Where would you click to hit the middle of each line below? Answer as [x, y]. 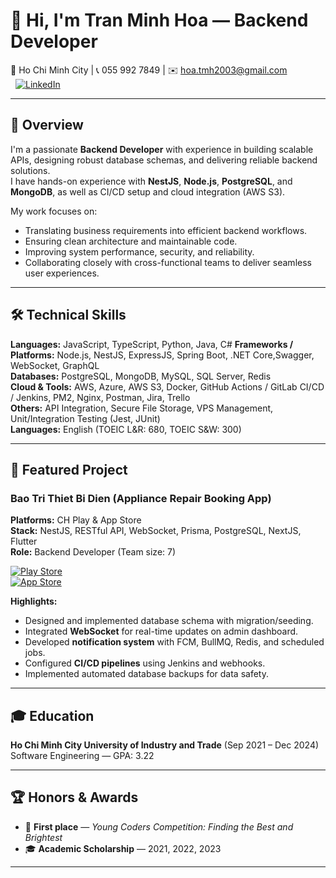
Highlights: [34, 601]
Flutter [24, 541]
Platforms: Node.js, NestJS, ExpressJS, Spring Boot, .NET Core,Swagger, [162, 355]
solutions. [30, 170]
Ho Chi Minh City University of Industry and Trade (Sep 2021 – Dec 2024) [165, 745]
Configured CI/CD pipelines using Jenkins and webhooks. [145, 663]
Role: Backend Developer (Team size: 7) [93, 552]
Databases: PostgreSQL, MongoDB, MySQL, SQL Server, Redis [141, 376]
